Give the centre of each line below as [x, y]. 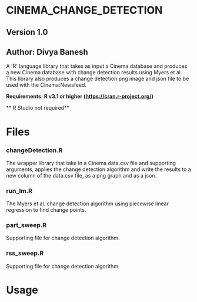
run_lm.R [19, 191]
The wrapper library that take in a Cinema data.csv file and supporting [91, 163]
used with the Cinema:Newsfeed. [46, 85]
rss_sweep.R [25, 253]
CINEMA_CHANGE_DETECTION [84, 10]
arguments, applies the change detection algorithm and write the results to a [98, 169]
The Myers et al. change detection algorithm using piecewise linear [88, 203]
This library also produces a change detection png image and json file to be [98, 79]
